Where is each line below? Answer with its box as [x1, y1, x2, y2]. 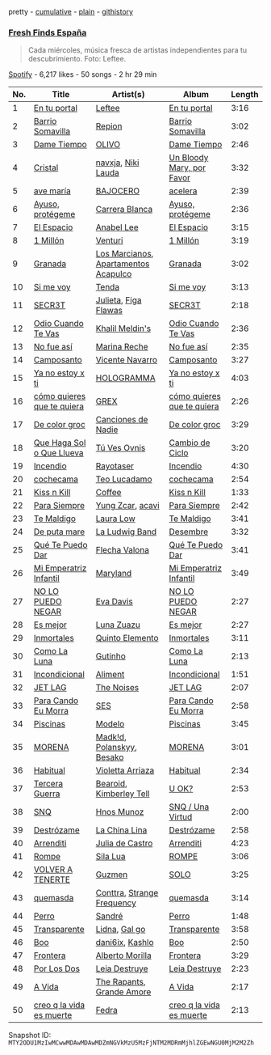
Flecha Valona [95, 544, 149, 556]
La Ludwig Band [95, 526, 157, 537]
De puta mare [33, 526, 85, 537]
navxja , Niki [95, 157, 140, 168]
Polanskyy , [95, 742, 137, 753]
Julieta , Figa [95, 294, 142, 306]
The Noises [95, 682, 140, 693]
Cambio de [169, 437, 211, 448]
